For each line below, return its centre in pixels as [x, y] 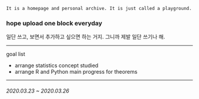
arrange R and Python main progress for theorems [76, 72]
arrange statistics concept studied [57, 65]
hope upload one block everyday [54, 23]
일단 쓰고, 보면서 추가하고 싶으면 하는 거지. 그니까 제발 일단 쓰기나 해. [86, 37]
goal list [16, 54]
